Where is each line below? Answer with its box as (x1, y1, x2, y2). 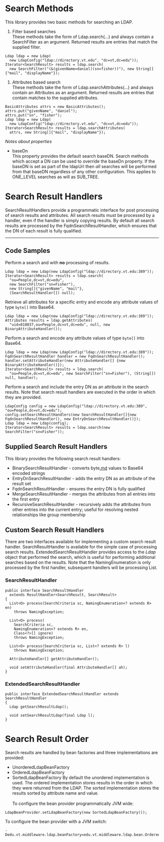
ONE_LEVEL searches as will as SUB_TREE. (12, 174, 99, 180)
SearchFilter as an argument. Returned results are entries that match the (12, 39, 158, 44)
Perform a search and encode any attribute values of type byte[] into (5, 335, 145, 341)
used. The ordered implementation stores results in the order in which (12, 779, 153, 785)
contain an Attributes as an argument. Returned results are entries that (12, 89, 154, 95)
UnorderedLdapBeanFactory (12, 764, 70, 770)
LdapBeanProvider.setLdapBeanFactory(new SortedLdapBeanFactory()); (5, 810, 147, 815)
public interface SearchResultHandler (5, 588, 84, 593)
